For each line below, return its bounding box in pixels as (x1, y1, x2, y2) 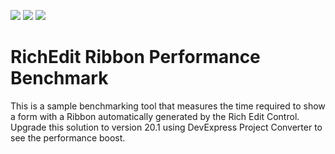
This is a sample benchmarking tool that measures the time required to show (10, 100, 326, 112)
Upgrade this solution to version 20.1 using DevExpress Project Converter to (10, 121, 323, 133)
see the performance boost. (10, 131, 126, 144)
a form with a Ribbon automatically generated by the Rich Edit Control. (10, 110, 300, 122)
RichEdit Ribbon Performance (10, 46, 261, 69)
